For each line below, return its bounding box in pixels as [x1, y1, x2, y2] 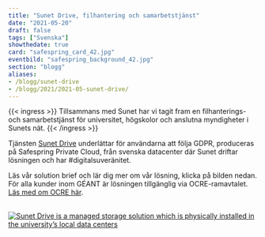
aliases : [8, 70, 37, 78]
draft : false [8, 26, 51, 34]
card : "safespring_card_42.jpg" [8, 48, 115, 56]
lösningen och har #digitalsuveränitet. [8, 156, 132, 165]
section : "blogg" [8, 63, 66, 71]
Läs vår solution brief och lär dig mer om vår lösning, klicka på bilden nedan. [8, 171, 257, 180]
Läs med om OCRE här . [8, 187, 84, 197]
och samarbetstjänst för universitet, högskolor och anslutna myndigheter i [8, 115, 249, 125]
